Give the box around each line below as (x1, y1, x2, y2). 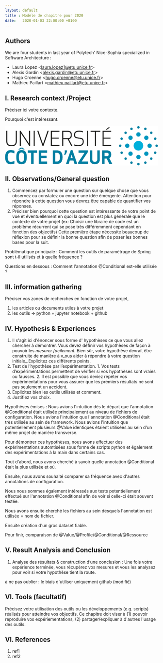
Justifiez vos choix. (12, 395, 51, 400)
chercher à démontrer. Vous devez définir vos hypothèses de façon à (12, 342, 151, 348)
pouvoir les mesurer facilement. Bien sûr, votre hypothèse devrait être (12, 348, 152, 354)
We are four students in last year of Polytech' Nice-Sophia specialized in (5, 50, 150, 56)
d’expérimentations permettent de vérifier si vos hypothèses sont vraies (12, 368, 156, 375)
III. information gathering (5, 283, 82, 291)
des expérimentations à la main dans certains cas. (5, 450, 105, 455)
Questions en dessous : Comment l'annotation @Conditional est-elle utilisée (5, 264, 157, 269)
